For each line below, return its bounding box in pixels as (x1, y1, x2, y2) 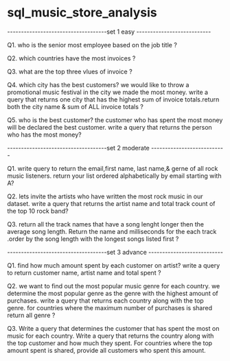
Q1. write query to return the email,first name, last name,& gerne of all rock (7, 164, 218, 172)
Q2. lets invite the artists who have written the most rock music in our (7, 192, 203, 200)
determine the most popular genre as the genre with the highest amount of (7, 289, 218, 297)
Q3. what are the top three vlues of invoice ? (7, 67, 133, 75)
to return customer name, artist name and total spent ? (7, 268, 161, 277)
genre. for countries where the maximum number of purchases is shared (7, 303, 213, 312)
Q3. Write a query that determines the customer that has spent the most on (7, 324, 220, 332)
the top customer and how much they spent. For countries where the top (7, 338, 213, 347)
